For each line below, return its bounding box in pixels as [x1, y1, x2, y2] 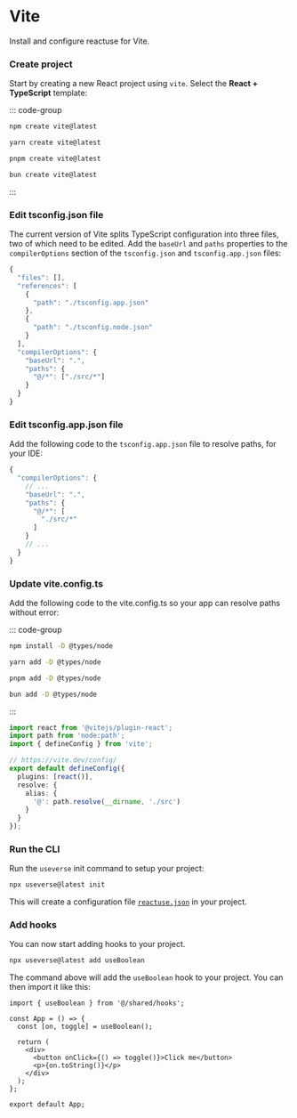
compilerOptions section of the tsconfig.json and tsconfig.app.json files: [9, 247, 282, 259]
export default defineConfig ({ [9, 764, 125, 773]
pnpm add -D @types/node [9, 674, 101, 683]
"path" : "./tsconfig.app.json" [32, 298, 149, 307]
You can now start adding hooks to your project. [9, 939, 186, 950]
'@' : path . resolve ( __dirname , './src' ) [32, 797, 181, 806]
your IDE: [9, 448, 43, 459]
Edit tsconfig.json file [9, 208, 104, 221]
